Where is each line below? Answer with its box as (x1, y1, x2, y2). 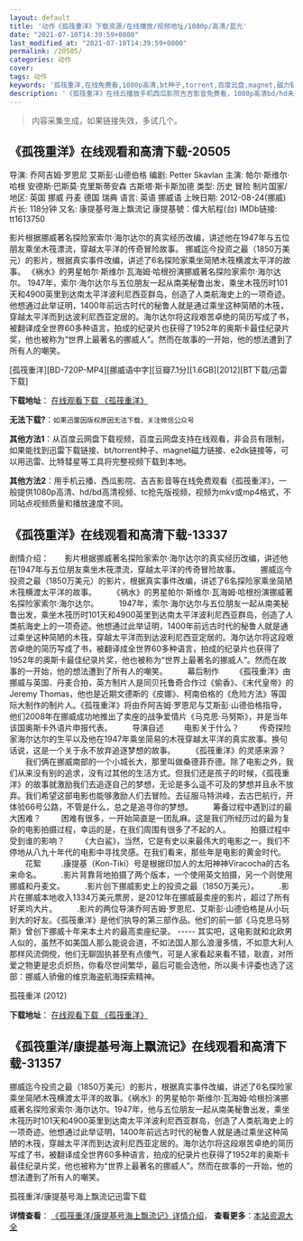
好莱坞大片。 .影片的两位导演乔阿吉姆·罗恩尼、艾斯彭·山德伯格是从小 (9, 904, 281, 914)
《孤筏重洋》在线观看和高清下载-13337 (9, 526, 228, 543)
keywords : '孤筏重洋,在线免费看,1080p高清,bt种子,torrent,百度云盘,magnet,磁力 (9, 81, 290, 90)
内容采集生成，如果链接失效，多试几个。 (31, 115, 182, 126)
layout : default (9, 13, 70, 23)
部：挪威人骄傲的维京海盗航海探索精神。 (9, 971, 160, 982)
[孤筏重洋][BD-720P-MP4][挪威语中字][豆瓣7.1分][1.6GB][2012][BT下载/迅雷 (9, 365, 288, 375)
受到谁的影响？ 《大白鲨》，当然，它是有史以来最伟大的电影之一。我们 (9, 836, 282, 847)
